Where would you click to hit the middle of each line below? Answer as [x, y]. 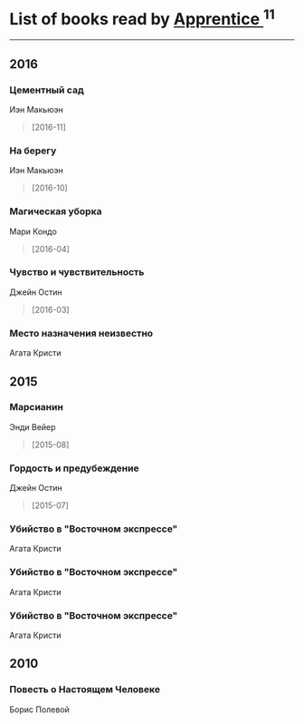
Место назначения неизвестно [81, 333]
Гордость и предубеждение [74, 468]
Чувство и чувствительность [77, 272]
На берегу [33, 151]
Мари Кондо [33, 231]
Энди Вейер [33, 426]
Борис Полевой [39, 709]
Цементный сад [47, 90]
